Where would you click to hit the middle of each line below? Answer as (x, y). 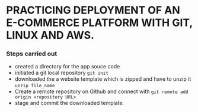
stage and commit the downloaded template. (69, 103)
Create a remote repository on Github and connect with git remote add (101, 91)
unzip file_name (35, 86)
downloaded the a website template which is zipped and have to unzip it (103, 79)
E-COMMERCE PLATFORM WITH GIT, (99, 23)
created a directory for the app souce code (67, 67)
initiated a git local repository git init (61, 73)
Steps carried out (32, 54)
